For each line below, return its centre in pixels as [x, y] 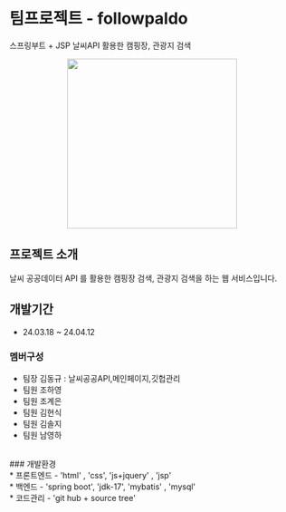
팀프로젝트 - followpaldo [99, 19]
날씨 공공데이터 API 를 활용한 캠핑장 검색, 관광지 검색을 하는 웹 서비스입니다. [143, 278]
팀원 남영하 [42, 435]
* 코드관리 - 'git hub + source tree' [72, 498]
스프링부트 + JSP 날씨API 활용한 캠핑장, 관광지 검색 [100, 45]
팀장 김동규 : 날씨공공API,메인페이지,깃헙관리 [101, 378]
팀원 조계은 [42, 401]
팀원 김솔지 [42, 423]
